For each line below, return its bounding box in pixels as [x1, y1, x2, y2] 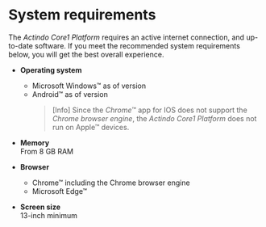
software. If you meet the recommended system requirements [35, 40, 240, 50]
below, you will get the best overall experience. [8, 49, 164, 59]
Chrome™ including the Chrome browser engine [31, 178, 191, 187]
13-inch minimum [19, 210, 78, 220]
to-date [8, 40, 34, 50]
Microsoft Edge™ [31, 186, 87, 195]
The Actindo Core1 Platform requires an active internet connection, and [8, 32, 244, 42]
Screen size [19, 202, 60, 212]
